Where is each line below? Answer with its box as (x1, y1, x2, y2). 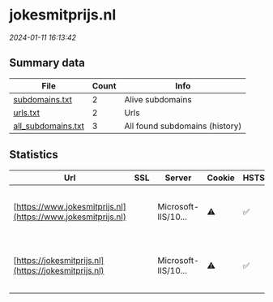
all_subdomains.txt (13, 120, 84, 132)
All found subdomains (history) (124, 120, 242, 132)
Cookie (207, 172, 236, 183)
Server (164, 172, 192, 183)
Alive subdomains (124, 93, 193, 105)
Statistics (9, 148, 59, 162)
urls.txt (13, 107, 40, 119)
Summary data (9, 56, 86, 70)
